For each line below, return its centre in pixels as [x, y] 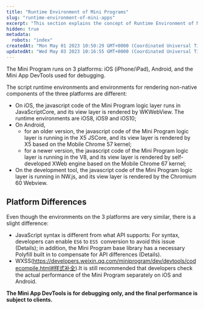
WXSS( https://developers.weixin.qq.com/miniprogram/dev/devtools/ [101, 261]
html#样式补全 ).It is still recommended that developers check [116, 268]
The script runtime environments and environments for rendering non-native [102, 87]
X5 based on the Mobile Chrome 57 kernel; [78, 144]
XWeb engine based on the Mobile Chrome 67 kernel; [119, 163]
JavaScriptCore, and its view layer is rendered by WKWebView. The [100, 112]
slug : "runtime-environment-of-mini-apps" [61, 18]
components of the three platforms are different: [67, 93]
